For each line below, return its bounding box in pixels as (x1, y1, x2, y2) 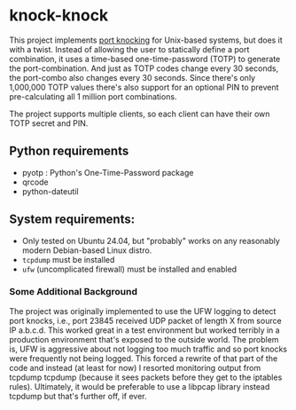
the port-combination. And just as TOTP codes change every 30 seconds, (9, 63, 279, 74)
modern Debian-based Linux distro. (21, 245, 152, 256)
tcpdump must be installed (21, 254, 115, 264)
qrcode (21, 177, 49, 187)
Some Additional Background (9, 286, 138, 298)
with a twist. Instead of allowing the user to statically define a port (9, 43, 250, 54)
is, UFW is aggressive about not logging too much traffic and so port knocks (9, 343, 288, 354)
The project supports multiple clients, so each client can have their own (9, 108, 270, 119)
